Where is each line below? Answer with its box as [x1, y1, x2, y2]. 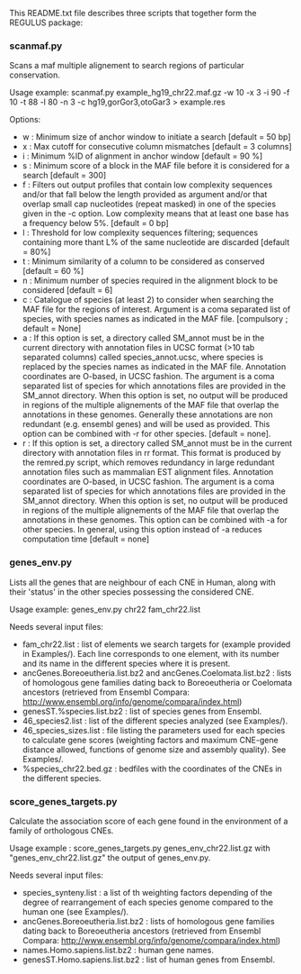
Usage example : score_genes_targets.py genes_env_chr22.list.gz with [9, 842, 271, 853]
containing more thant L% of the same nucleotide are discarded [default [22, 237, 290, 248]
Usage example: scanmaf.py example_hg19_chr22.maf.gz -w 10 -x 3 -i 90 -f [9, 87, 290, 98]
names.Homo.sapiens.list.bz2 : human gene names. [22, 944, 214, 955]
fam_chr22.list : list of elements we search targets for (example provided [22, 639, 291, 650]
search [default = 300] [22, 170, 107, 181]
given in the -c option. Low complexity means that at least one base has [22, 208, 289, 219]
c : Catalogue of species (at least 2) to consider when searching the [22, 295, 274, 305]
